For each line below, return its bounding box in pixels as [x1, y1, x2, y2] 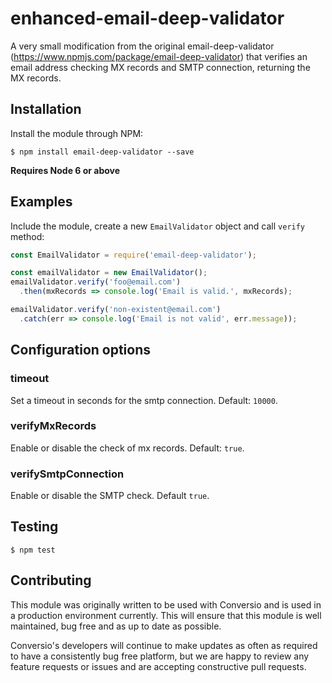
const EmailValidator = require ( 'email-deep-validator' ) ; [10, 250, 257, 260]
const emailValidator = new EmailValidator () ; [10, 268, 208, 278]
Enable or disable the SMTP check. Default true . [10, 490, 210, 502]
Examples [10, 193, 73, 211]
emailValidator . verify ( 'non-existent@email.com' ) [10, 305, 222, 315]
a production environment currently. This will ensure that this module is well [10, 609, 322, 621]
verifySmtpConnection [10, 467, 125, 481]
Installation [10, 101, 82, 118]
